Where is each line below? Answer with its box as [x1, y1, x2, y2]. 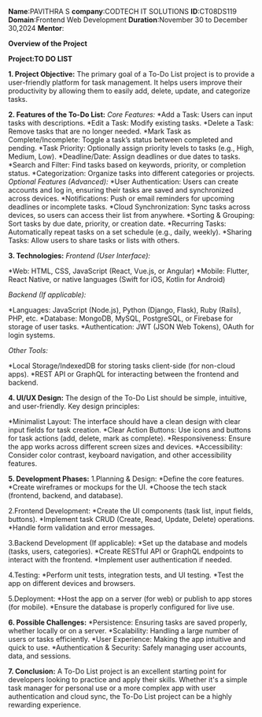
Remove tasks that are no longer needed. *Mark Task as [8, 126, 191, 136]
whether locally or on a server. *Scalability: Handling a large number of [8, 626, 239, 635]
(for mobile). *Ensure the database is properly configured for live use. [8, 603, 234, 611]
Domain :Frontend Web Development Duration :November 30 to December [8, 15, 248, 24]
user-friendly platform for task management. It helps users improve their [8, 78, 242, 87]
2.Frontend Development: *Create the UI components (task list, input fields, [8, 506, 253, 516]
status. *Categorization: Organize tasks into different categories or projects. [8, 169, 256, 178]
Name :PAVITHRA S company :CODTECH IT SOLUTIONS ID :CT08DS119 [8, 7, 238, 16]
